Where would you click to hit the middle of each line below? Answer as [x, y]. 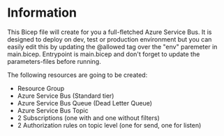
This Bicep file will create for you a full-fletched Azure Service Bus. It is [110, 32]
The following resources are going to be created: [77, 75]
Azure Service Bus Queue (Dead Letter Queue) [84, 103]
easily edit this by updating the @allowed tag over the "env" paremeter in [112, 46]
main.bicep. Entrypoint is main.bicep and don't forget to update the [104, 54]
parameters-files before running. [54, 61]
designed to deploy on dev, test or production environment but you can [110, 39]
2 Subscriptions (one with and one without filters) [89, 118]
